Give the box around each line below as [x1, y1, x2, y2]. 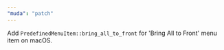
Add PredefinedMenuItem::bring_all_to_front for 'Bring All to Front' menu [7, 29, 218, 37]
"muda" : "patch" [7, 10, 54, 17]
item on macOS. [7, 36, 53, 45]
